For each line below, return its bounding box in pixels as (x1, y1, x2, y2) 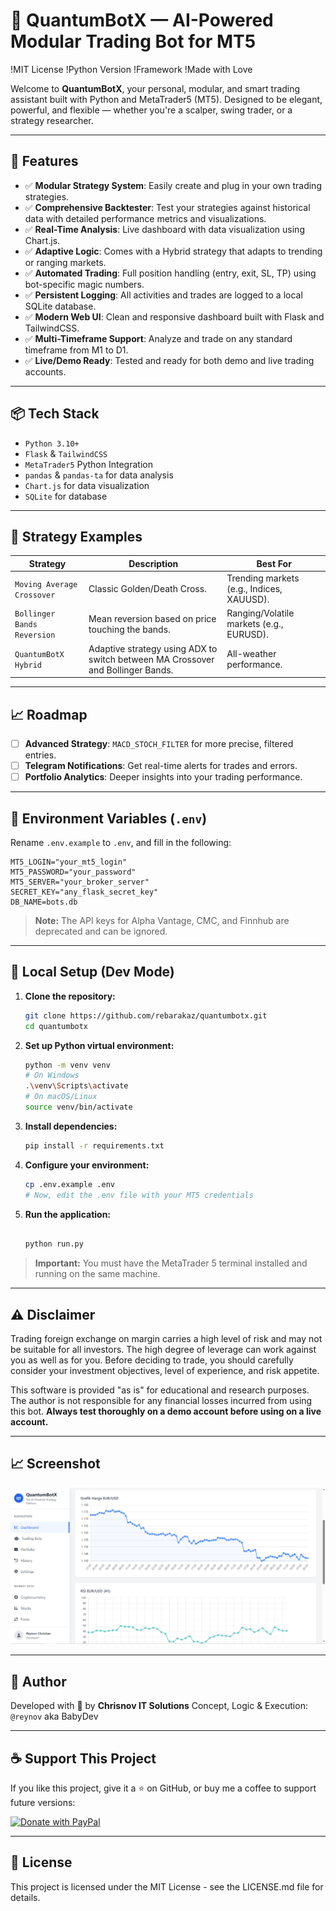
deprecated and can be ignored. (34, 925, 168, 937)
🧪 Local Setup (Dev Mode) (10, 964, 175, 981)
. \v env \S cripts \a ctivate (24, 1081, 129, 1091)
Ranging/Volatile (226, 607, 295, 619)
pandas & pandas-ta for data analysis (24, 469, 174, 481)
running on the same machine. (34, 1268, 161, 1280)
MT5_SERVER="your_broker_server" (10, 877, 150, 887)
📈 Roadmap (10, 706, 88, 723)
